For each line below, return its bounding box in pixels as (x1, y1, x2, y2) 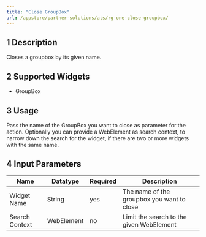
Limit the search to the (122, 213, 187, 221)
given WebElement (122, 220, 177, 228)
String (47, 195, 65, 203)
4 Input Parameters (6, 159, 82, 169)
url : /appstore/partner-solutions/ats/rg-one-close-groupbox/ (6, 15, 169, 21)
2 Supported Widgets (6, 71, 90, 81)
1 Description (6, 37, 58, 48)
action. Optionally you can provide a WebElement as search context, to (6, 128, 186, 135)
